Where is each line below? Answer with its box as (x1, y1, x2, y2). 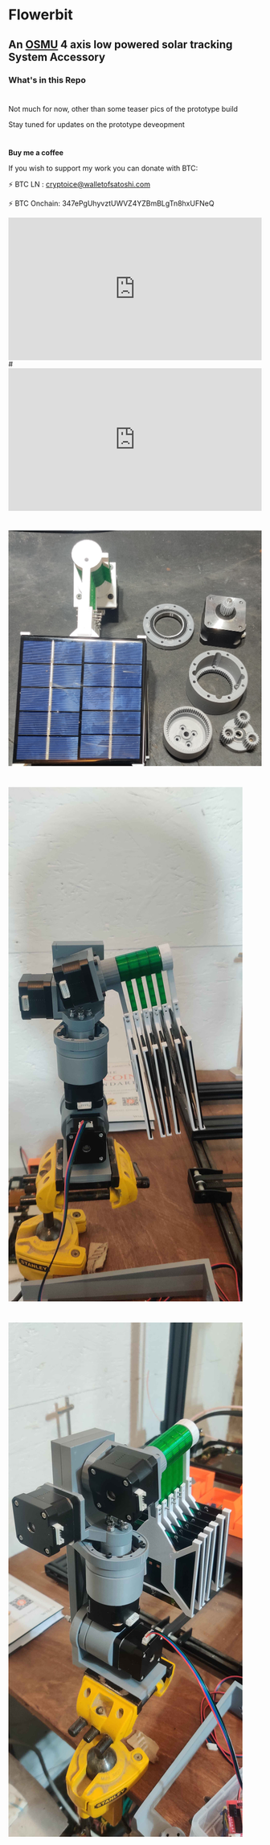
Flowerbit (8, 6, 74, 24)
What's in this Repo (8, 74, 86, 85)
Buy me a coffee (8, 147, 64, 157)
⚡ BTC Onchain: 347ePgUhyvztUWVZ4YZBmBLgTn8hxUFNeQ (8, 198, 215, 208)
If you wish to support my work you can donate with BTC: (8, 163, 198, 173)
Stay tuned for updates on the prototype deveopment (8, 119, 185, 129)
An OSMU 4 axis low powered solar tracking (8, 38, 233, 51)
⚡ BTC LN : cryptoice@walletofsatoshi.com (8, 179, 151, 189)
